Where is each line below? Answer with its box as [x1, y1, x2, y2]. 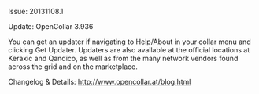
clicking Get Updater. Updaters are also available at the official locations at [8, 45, 250, 54]
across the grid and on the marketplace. [8, 62, 138, 71]
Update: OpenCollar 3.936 [8, 22, 94, 31]
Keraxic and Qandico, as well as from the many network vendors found [8, 54, 239, 63]
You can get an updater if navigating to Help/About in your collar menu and [8, 37, 251, 46]
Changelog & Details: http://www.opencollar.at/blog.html [8, 78, 191, 86]
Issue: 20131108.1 [8, 7, 64, 16]
